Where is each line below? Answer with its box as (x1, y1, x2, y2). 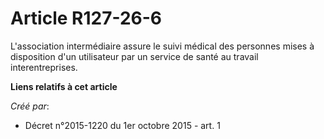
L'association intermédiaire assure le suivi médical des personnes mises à (10, 40, 315, 52)
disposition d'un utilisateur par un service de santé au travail (10, 50, 259, 62)
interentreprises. (10, 61, 78, 73)
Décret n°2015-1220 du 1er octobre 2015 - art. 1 (24, 119, 221, 131)
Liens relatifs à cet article (10, 80, 118, 92)
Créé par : (10, 100, 50, 112)
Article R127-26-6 (10, 7, 163, 30)
